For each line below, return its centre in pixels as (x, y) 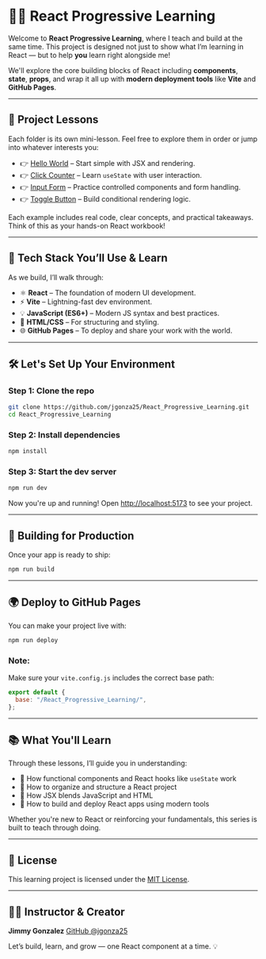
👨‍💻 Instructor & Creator (66, 912)
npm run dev (28, 488)
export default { (37, 693)
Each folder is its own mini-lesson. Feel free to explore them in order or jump (133, 139)
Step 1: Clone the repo (51, 391)
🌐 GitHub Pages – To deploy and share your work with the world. (126, 330)
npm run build (32, 570)
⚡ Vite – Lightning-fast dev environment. (86, 302)
